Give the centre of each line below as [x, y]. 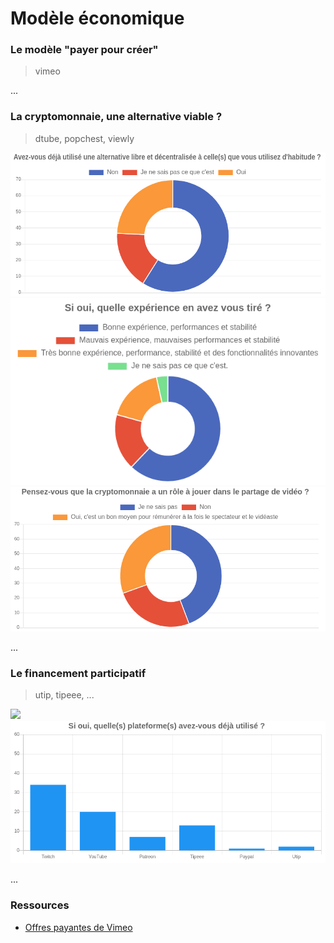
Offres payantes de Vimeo [78, 927]
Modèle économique [97, 18]
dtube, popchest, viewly [84, 138]
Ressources [40, 905]
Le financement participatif [78, 673]
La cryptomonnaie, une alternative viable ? [116, 117]
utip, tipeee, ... [64, 694]
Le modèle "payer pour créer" [84, 50]
